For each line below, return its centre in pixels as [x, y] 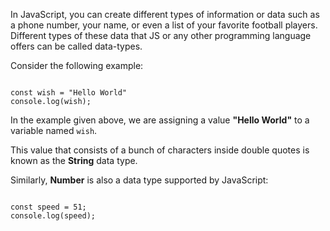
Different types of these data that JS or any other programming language [161, 35]
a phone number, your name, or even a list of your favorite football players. [164, 25]
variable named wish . [54, 130]
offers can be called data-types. [76, 46]
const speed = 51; [48, 207]
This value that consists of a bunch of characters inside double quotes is [160, 150]
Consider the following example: [77, 65]
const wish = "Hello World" [69, 93]
